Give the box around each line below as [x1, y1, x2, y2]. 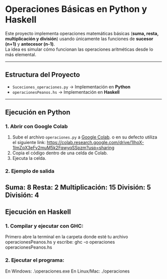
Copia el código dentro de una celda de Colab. [12, 150, 108, 156]
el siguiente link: [12, 139, 46, 145]
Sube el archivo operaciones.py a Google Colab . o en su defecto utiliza [12, 134, 158, 140]
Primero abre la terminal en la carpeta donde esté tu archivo [5, 234, 128, 240]
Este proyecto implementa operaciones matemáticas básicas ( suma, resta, [5, 30, 159, 36]
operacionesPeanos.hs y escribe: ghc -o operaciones [5, 239, 115, 245]
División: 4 [5, 191, 39, 199]
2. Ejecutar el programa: [5, 257, 65, 264]
